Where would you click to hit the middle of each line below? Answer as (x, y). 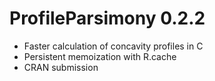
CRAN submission (61, 67)
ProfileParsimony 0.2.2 (107, 18)
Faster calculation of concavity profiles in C (113, 46)
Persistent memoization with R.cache (100, 56)
